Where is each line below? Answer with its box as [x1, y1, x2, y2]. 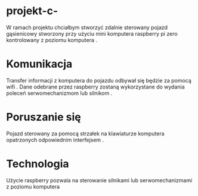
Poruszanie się [6, 110, 82, 124]
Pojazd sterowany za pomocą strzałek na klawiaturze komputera [6, 129, 165, 137]
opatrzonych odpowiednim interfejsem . [6, 136, 104, 143]
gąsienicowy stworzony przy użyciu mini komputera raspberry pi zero [6, 30, 178, 37]
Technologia [6, 157, 69, 170]
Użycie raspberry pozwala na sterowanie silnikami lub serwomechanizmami [6, 176, 193, 184]
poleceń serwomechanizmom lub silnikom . [6, 89, 113, 96]
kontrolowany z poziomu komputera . [6, 36, 97, 43]
